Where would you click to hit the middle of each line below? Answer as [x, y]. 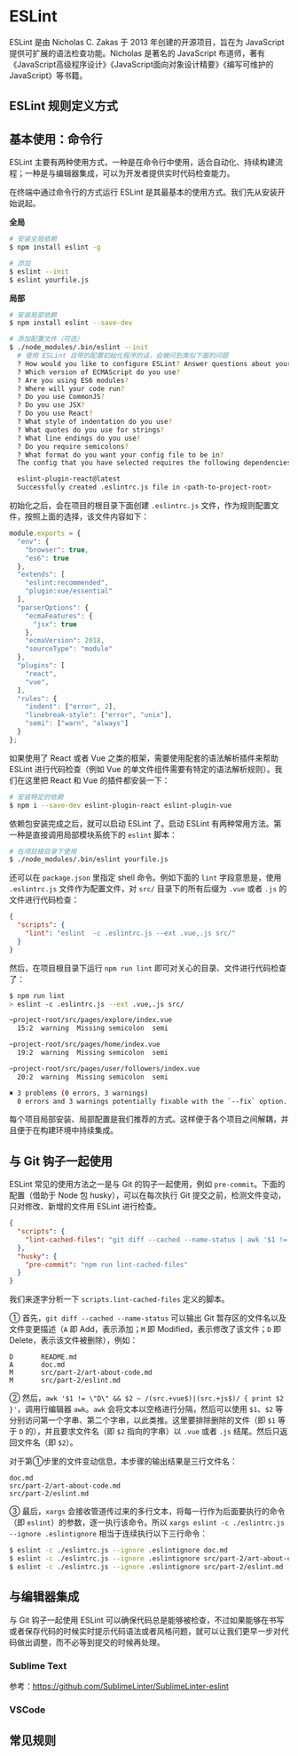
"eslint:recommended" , [67, 583]
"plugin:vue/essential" [69, 591]
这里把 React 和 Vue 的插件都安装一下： [97, 780]
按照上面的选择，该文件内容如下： [86, 516]
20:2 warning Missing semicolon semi [93, 1077]
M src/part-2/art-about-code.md [81, 1373]
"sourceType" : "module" [69, 649]
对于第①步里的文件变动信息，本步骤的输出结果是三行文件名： [123, 1461]
